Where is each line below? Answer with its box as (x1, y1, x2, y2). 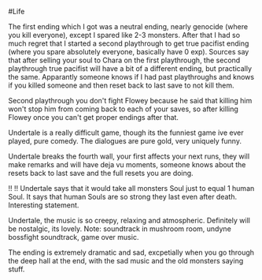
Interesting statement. (8, 200, 79, 210)
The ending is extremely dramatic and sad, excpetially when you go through (8, 248, 254, 257)
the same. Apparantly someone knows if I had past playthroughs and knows (8, 73, 254, 81)
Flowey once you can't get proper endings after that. (8, 113, 179, 121)
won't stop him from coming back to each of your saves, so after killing (8, 104, 238, 114)
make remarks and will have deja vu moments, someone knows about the (8, 160, 246, 169)
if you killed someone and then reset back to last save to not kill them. (8, 80, 234, 90)
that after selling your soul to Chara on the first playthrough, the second (8, 55, 241, 65)
